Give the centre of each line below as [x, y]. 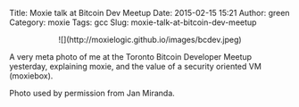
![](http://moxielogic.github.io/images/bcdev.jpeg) [150, 40]
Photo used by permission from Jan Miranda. [92, 93]
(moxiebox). [31, 76]
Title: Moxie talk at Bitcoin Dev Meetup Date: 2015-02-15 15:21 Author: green [149, 13]
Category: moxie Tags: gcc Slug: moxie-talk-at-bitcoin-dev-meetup [133, 22]
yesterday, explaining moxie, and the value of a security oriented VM [135, 66]
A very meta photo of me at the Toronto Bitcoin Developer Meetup [131, 57]
